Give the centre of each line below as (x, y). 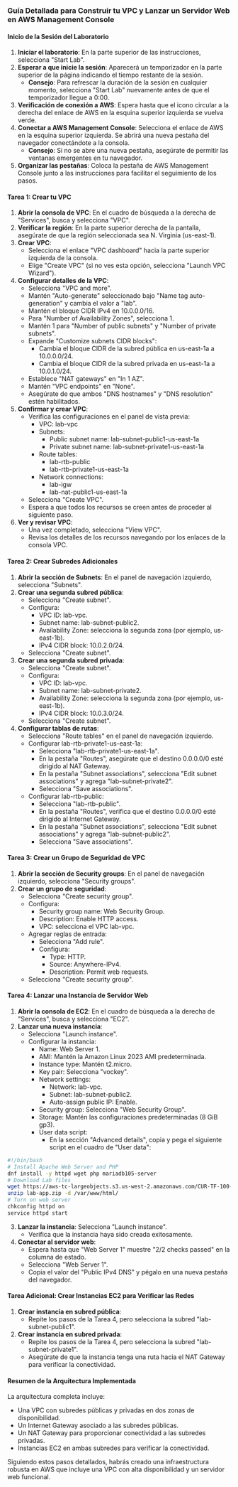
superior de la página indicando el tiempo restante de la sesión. (110, 75)
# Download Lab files (39, 1180)
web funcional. (29, 1477)
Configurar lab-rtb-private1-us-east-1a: (85, 743)
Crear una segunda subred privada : (71, 660)
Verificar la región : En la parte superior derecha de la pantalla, (109, 228)
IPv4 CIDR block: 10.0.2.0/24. (81, 645)
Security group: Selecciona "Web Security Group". (112, 1109)
